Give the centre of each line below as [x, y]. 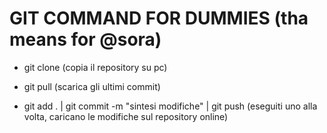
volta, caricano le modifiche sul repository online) [126, 116]
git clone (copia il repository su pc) [95, 67]
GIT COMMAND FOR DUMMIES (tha [159, 18]
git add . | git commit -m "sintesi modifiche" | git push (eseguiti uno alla [170, 106]
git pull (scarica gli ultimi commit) [92, 86]
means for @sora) [85, 39]
